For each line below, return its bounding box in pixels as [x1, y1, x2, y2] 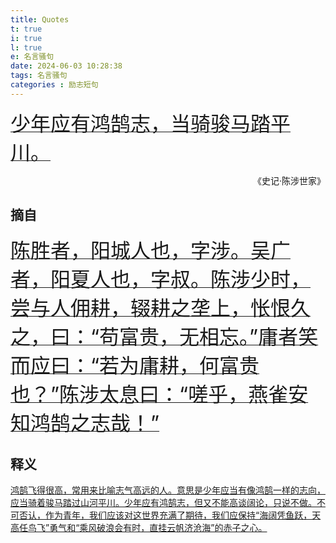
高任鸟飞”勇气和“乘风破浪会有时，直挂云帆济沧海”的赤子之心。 [10, 522, 268, 534]
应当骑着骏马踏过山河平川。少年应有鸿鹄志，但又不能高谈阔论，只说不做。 [10, 497, 317, 509]
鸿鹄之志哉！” [30, 410, 160, 436]
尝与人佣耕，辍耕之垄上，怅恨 [10, 295, 292, 321]
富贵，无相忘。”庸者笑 [119, 324, 319, 350]
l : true [10, 42, 43, 53]
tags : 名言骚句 [10, 71, 68, 81]
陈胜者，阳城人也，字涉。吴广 [10, 237, 292, 263]
